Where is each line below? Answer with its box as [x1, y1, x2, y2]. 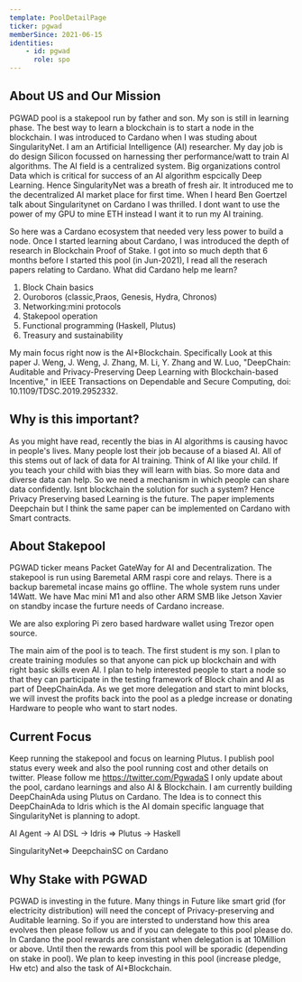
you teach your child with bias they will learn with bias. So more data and [9, 464, 280, 475]
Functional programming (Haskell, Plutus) [22, 320, 177, 330]
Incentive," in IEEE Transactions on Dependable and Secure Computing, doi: [9, 375, 291, 386]
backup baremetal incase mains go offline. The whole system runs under [9, 581, 280, 592]
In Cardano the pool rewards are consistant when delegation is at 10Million [9, 934, 287, 945]
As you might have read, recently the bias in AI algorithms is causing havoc [9, 435, 288, 447]
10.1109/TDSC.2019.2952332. [9, 385, 119, 396]
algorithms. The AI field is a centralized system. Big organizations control [9, 160, 281, 171]
